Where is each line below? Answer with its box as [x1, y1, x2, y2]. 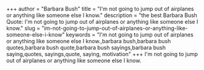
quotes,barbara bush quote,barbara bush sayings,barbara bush [6, 44, 166, 51]
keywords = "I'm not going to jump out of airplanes [66, 31, 194, 38]
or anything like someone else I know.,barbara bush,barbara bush [6, 38, 171, 44]
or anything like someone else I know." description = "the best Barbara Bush [6, 12, 198, 19]
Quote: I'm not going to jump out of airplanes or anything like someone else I [6, 18, 199, 25]
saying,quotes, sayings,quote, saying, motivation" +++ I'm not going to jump [6, 51, 198, 57]
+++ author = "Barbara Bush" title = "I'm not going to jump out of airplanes [6, 5, 194, 12]
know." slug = [6, 24, 41, 32]
